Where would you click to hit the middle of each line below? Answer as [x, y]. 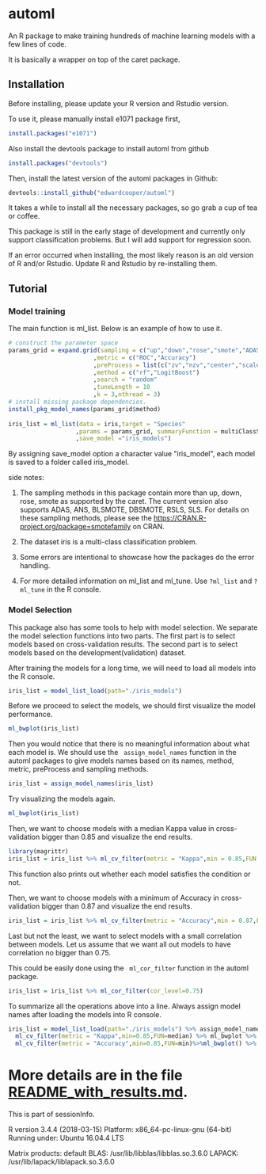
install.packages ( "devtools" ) [58, 163]
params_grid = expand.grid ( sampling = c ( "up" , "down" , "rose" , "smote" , [125, 350]
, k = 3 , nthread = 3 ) [127, 395]
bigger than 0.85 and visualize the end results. [117, 837]
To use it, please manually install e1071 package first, [94, 119]
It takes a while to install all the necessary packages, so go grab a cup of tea [133, 208]
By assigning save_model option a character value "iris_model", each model [132, 454]
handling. [35, 566]
